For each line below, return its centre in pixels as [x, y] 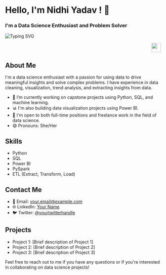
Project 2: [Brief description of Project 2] [54, 247]
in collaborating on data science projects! [47, 267]
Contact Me [23, 190]
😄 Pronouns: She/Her [35, 126]
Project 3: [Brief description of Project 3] [54, 252]
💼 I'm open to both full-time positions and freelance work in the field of [84, 115]
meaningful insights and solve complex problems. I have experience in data [82, 82]
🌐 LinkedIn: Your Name [36, 206]
